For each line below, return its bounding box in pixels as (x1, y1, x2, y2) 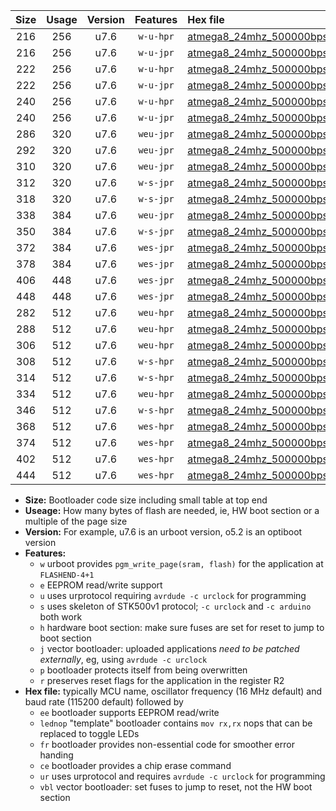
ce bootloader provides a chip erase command (39, 760, 232, 771)
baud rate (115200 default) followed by (24, 696, 184, 708)
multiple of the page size (24, 515, 128, 527)
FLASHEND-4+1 (39, 570, 95, 580)
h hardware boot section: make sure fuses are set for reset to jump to (39, 622, 325, 633)
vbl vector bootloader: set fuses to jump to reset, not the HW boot (39, 781, 313, 793)
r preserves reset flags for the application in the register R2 (39, 675, 285, 686)
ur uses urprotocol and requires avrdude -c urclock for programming (39, 770, 326, 782)
